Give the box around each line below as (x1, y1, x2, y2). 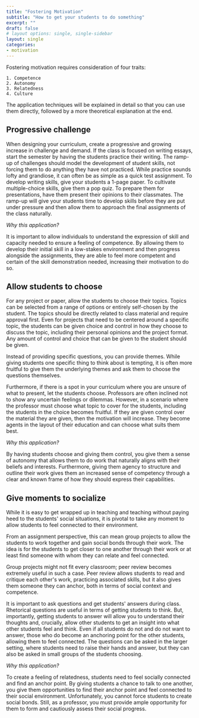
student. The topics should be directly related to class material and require (6, 310, 188, 317)
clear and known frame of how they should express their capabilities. (6, 476, 175, 483)
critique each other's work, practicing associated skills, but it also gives (6, 576, 181, 583)
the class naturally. (6, 210, 52, 217)
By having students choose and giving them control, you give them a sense (6, 451, 190, 458)
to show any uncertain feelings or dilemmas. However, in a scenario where (6, 396, 189, 403)
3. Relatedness (6, 86, 44, 91)
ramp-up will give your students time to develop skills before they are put (6, 197, 185, 204)
